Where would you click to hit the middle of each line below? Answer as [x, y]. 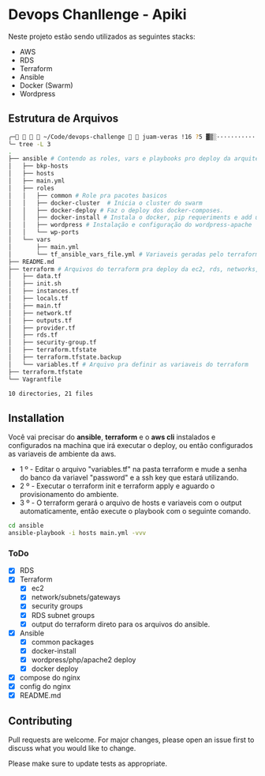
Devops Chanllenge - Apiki [97, 15]
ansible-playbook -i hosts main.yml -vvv [77, 533]
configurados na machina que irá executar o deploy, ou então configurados [131, 446]
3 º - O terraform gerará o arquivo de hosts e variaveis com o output [131, 503]
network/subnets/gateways [76, 597]
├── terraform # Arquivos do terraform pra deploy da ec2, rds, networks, [134, 269]
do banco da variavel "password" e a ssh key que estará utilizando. [129, 478]
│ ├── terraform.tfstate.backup [65, 357]
